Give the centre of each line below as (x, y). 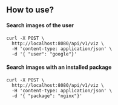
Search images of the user (40, 25)
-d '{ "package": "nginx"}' (47, 96)
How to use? (30, 10)
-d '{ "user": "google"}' (44, 54)
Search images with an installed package (59, 67)
